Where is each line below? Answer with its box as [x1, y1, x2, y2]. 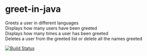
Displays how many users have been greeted [5, 25, 97, 31]
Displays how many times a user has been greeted [5, 30, 108, 36]
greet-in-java [5, 3, 61, 15]
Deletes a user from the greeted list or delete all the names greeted [5, 36, 143, 42]
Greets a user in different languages [5, 20, 78, 26]
